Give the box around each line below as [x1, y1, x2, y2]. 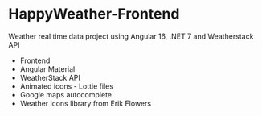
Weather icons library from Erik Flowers [19, 98, 151, 108]
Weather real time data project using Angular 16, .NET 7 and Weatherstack [8, 31, 254, 41]
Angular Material [19, 64, 76, 73]
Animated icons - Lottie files [19, 81, 114, 91]
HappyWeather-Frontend [8, 5, 180, 23]
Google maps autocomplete [19, 89, 113, 99]
